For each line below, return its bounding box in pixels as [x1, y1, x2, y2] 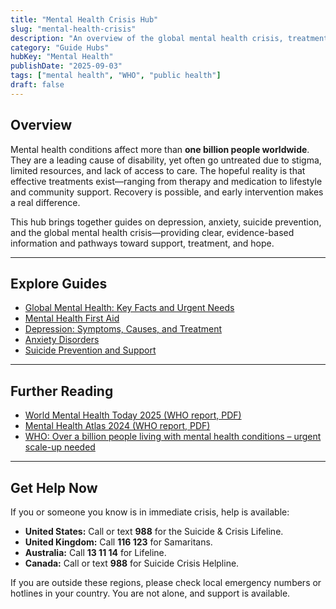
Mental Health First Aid [24, 312, 120, 325]
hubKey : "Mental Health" [10, 52, 114, 62]
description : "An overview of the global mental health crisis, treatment [10, 33, 329, 43]
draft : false [10, 80, 65, 90]
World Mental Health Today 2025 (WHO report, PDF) [24, 409, 242, 421]
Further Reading [10, 382, 114, 400]
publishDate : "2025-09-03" [10, 61, 123, 71]
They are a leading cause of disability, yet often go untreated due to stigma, [10, 154, 322, 166]
